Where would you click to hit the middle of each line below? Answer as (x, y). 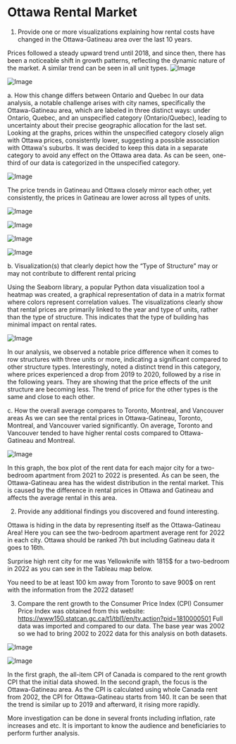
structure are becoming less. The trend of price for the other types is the (113, 389)
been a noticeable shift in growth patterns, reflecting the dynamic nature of (116, 60)
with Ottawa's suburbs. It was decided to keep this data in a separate (108, 147)
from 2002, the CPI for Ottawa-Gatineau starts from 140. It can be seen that (117, 697)
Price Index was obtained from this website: (81, 611)
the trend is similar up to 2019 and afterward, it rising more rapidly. (104, 704)
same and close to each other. (51, 396)
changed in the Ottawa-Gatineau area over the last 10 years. (105, 39)
